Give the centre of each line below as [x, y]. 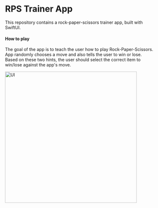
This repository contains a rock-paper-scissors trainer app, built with [74, 22]
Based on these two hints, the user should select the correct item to [73, 60]
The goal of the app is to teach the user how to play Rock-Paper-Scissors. [79, 49]
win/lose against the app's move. [38, 65]
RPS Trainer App [39, 9]
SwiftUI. [13, 27]
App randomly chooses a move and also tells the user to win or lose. [73, 55]
